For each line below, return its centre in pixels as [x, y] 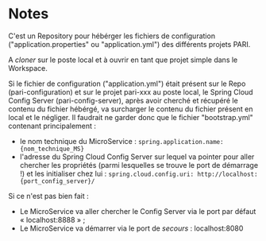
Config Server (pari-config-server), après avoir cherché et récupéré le [123, 100]
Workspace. [28, 68]
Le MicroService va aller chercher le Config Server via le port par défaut [138, 211]
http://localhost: [227, 174]
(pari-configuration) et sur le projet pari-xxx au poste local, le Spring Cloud [131, 91]
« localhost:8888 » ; [52, 220]
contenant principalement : [52, 126]
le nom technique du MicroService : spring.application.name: [121, 141]
